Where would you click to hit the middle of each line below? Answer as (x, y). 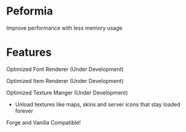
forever (24, 111)
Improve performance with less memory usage (64, 28)
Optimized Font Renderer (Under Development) (65, 69)
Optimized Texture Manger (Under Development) (67, 93)
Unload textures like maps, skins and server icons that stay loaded (98, 104)
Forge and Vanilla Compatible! (44, 122)
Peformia (30, 11)
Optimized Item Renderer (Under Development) (65, 81)
